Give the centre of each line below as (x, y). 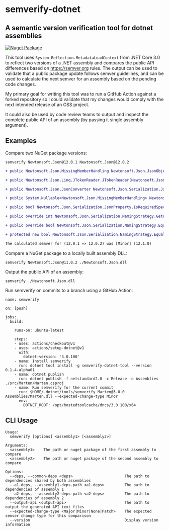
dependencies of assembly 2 (35, 498)
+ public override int (29, 216)
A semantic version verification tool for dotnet (79, 28)
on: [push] (17, 308)
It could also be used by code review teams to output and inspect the (77, 114)
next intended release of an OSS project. (47, 105)
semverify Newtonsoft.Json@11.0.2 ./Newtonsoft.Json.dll (66, 262)
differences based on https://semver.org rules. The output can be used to (81, 68)
